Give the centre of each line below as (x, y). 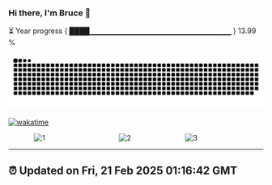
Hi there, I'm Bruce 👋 (49, 13)
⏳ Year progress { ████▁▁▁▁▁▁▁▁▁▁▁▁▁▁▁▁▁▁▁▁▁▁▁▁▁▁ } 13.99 (132, 31)
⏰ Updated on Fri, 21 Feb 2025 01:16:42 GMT (123, 171)
